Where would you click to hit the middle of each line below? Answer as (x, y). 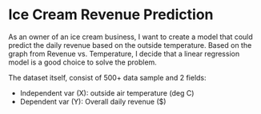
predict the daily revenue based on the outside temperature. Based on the (130, 45)
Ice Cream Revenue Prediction (111, 15)
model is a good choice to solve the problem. (83, 62)
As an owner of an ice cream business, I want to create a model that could (131, 37)
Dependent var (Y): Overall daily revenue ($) (93, 101)
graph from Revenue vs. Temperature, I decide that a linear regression (124, 53)
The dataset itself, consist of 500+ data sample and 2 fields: (107, 77)
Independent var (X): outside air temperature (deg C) (107, 92)
